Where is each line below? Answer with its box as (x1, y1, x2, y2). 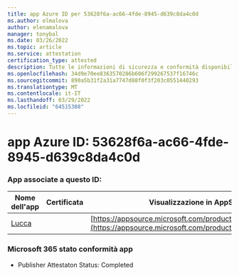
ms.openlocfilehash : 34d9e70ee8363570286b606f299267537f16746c (7, 70, 199, 77)
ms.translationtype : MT (7, 83, 78, 91)
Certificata (46, 198, 84, 208)
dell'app (11, 202, 40, 212)
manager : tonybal (7, 30, 59, 38)
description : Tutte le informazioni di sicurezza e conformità (7, 63, 199, 71)
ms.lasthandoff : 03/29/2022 (7, 97, 91, 104)
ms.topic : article (7, 44, 62, 51)
